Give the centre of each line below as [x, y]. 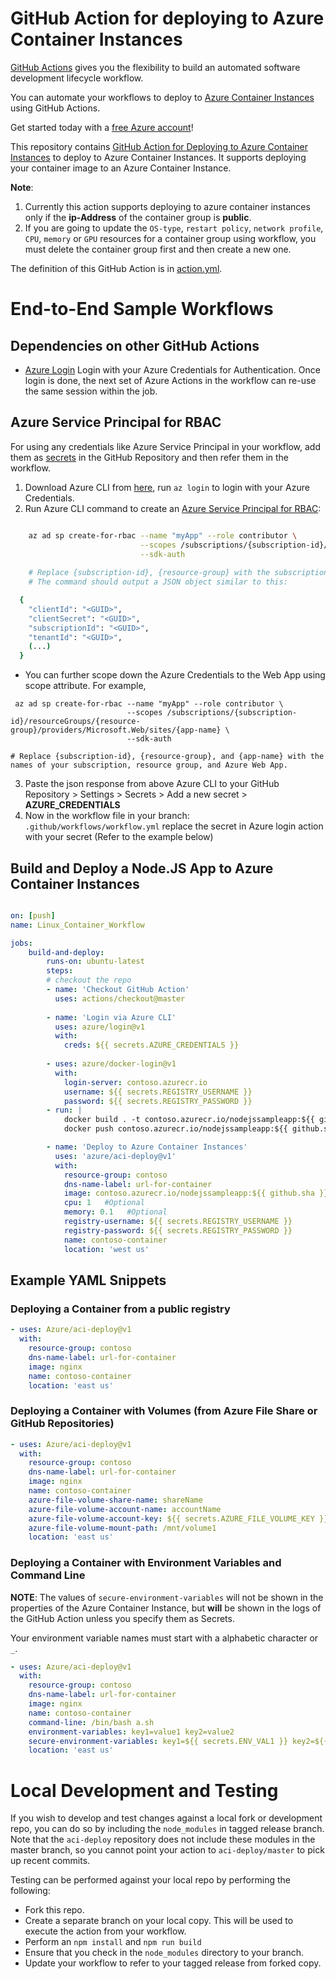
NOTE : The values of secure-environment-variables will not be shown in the [167, 1597]
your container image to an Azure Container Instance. [121, 168]
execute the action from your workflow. [105, 1931]
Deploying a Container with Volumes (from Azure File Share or [164, 1411]
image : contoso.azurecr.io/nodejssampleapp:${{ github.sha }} [196, 1193]
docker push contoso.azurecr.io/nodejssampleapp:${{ [175, 1129]
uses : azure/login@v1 [99, 1027]
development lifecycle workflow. [77, 78]
